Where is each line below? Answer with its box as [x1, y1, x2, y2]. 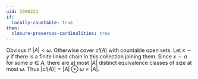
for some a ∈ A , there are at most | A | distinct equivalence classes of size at [6, 60, 192, 67]
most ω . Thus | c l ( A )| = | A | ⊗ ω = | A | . [6, 65, 100, 73]
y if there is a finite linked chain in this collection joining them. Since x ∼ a [6, 53, 187, 60]
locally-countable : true [11, 19, 73, 25]
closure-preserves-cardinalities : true [11, 31, 111, 37]
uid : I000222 [6, 8, 39, 15]
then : [6, 25, 20, 31]
